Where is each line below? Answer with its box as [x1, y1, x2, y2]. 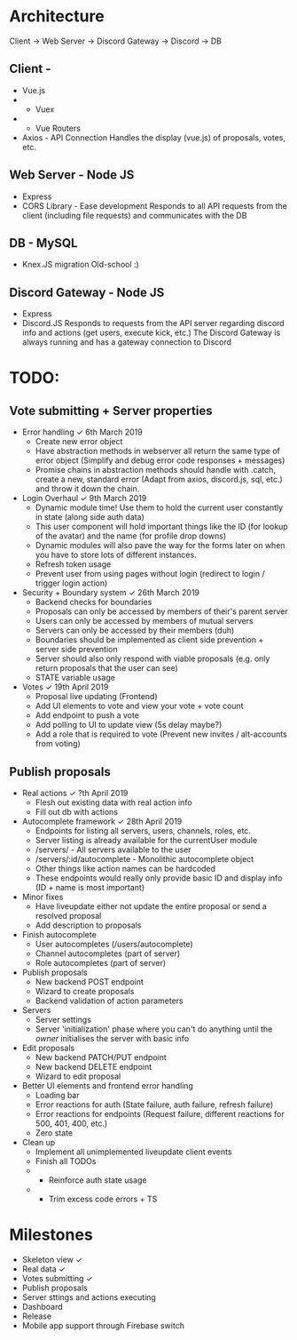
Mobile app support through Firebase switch [21, 1320, 184, 1330]
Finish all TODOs [35, 1156, 97, 1166]
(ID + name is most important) [35, 882, 145, 892]
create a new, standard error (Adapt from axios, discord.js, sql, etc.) [35, 474, 284, 485]
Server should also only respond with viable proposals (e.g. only [35, 653, 270, 664]
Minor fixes [21, 891, 64, 902]
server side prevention [35, 644, 118, 655]
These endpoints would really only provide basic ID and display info [35, 873, 283, 883]
